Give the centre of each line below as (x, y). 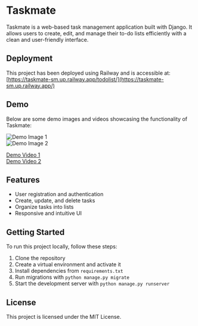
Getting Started (35, 232)
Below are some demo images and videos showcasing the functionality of (97, 119)
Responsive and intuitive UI (48, 214)
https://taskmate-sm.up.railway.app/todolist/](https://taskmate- (86, 79)
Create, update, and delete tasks (55, 200)
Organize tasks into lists (44, 207)
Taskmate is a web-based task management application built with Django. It (99, 27)
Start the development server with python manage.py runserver (92, 284)
